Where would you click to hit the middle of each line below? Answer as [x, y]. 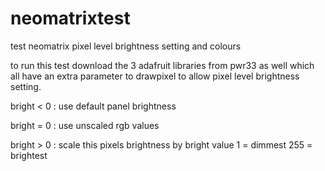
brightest [29, 155]
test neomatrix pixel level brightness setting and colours [126, 46]
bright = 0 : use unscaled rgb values [85, 125]
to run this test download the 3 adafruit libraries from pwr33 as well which [162, 65]
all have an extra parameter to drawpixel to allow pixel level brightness [155, 76]
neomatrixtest [70, 18]
